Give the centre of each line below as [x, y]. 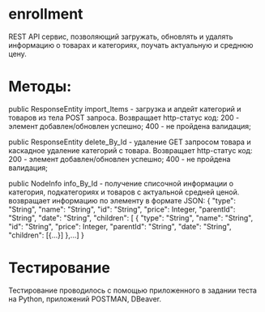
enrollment [46, 14]
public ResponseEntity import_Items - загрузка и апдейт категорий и [125, 109]
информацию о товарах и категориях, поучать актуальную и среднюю [131, 45]
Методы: [40, 87]
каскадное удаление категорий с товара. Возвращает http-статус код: [130, 150]
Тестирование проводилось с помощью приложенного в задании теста [133, 290]
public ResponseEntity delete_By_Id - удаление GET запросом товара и [130, 142]
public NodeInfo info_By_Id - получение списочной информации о [121, 183]
